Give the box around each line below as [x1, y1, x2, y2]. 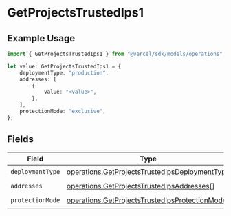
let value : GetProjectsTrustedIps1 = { [7, 63, 122, 70]
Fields [7, 133, 34, 146]
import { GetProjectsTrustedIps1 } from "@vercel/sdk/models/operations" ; [7, 50, 226, 57]
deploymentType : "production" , [19, 69, 109, 77]
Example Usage [7, 32, 76, 44]
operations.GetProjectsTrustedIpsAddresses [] [66, 181, 215, 191]
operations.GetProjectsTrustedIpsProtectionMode [66, 195, 227, 205]
